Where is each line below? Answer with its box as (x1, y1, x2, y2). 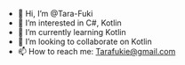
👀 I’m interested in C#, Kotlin (17, 18, 122, 28)
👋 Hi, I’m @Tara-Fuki (17, 9, 93, 18)
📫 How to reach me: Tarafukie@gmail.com (17, 47, 176, 56)
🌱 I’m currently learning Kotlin (17, 27, 126, 37)
